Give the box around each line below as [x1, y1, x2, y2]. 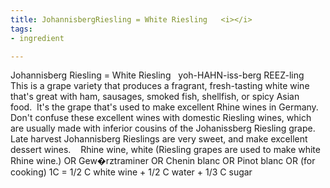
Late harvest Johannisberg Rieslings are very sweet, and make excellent [10, 133, 308, 145]
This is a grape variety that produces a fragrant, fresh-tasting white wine [10, 80, 310, 92]
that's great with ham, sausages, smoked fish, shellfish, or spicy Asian [10, 91, 300, 103]
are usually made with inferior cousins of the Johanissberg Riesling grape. [10, 122, 316, 135]
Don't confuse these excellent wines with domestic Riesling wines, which [10, 112, 312, 124]
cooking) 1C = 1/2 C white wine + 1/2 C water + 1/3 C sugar [10, 166, 253, 178]
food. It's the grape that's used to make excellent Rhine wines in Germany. [10, 101, 319, 113]
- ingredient [10, 33, 65, 43]
